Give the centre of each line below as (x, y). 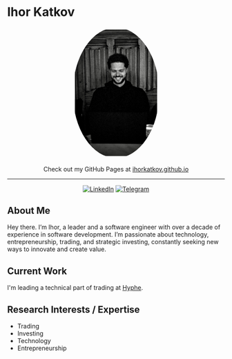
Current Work (37, 271)
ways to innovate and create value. (57, 249)
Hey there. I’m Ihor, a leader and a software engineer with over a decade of (114, 227)
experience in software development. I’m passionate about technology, (108, 234)
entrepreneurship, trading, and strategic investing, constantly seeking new (113, 242)
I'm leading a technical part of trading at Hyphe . (75, 288)
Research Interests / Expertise (74, 310)
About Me (29, 211)
